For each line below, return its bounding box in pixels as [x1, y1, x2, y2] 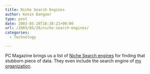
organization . [5, 63, 32, 69]
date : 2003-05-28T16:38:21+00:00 [5, 21, 74, 26]
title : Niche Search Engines [5, 7, 65, 12]
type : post [5, 16, 28, 21]
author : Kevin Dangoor [5, 12, 52, 17]
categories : [5, 30, 30, 35]
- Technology [9, 35, 36, 40]
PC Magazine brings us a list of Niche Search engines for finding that [5, 52, 145, 58]
